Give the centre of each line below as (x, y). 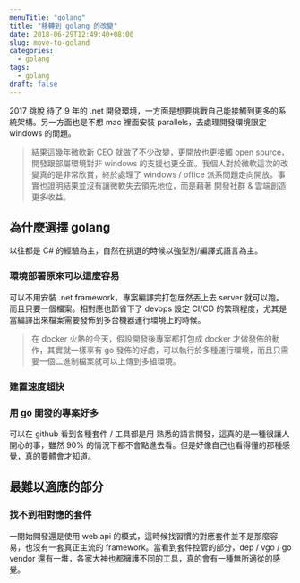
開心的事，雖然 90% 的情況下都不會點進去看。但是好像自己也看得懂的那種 (146, 444)
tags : (19, 68)
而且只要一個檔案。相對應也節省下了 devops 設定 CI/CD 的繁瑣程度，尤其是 (148, 308)
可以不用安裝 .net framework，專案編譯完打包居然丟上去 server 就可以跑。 (147, 297)
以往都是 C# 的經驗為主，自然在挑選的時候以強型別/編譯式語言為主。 (136, 250)
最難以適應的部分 (56, 487)
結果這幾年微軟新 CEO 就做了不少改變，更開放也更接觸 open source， (160, 152)
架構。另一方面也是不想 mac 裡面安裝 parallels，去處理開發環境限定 (141, 122)
